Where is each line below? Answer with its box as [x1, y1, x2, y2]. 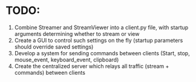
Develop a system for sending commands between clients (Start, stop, [14, 49, 190, 56]
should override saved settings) [14, 43, 94, 50]
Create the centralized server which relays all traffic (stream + [14, 62, 169, 70]
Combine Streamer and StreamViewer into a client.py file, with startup [14, 24, 189, 31]
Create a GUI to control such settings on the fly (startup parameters [14, 36, 183, 44]
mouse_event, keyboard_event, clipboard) [14, 56, 119, 63]
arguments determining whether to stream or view [14, 30, 140, 37]
